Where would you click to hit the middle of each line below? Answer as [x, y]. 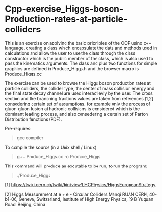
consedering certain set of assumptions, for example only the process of [78, 104]
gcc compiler [30, 138]
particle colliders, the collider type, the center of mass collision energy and [80, 88]
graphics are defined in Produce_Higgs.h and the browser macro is [72, 68]
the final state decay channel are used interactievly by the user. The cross [79, 93]
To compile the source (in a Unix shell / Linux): [51, 147]
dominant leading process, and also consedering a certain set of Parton [77, 114]
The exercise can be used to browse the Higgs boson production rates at [78, 83]
